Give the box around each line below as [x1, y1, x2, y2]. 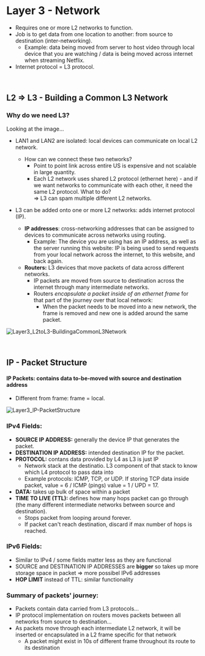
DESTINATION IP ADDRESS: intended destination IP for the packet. [15, 449, 185, 456]
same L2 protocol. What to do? [33, 188, 111, 195]
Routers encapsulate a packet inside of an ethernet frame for [33, 289, 188, 297]
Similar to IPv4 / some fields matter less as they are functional [15, 556, 171, 563]
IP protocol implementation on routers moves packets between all [15, 611, 181, 619]
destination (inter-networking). [15, 37, 93, 44]
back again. [33, 257, 63, 264]
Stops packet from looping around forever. [24, 514, 132, 521]
